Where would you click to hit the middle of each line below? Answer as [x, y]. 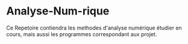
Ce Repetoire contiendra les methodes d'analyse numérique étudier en [94, 28]
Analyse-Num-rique [58, 11]
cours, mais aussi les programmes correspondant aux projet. [82, 34]
